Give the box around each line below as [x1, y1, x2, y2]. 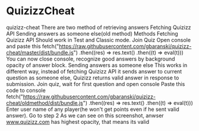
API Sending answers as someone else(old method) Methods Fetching [6, 30, 178, 37]
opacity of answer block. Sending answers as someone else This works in [6, 61, 188, 69]
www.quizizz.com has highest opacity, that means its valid [6, 118, 150, 125]
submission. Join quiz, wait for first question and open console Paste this [6, 80, 185, 87]
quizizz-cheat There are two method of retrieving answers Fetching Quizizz [6, 24, 191, 31]
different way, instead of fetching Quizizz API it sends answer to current [6, 68, 182, 75]
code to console [6, 87, 46, 94]
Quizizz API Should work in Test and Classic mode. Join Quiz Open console [6, 36, 191, 43]
